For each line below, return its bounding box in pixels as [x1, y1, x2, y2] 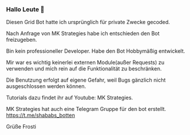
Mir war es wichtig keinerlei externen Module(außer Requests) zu [6, 59, 165, 66]
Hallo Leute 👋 [6, 5, 45, 14]
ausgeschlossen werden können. [6, 83, 86, 90]
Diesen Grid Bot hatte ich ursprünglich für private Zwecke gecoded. [6, 19, 171, 26]
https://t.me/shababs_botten [6, 112, 75, 119]
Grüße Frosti [6, 123, 36, 130]
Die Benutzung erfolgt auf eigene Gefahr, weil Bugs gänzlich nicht [6, 76, 166, 84]
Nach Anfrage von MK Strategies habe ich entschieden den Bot [6, 30, 160, 37]
